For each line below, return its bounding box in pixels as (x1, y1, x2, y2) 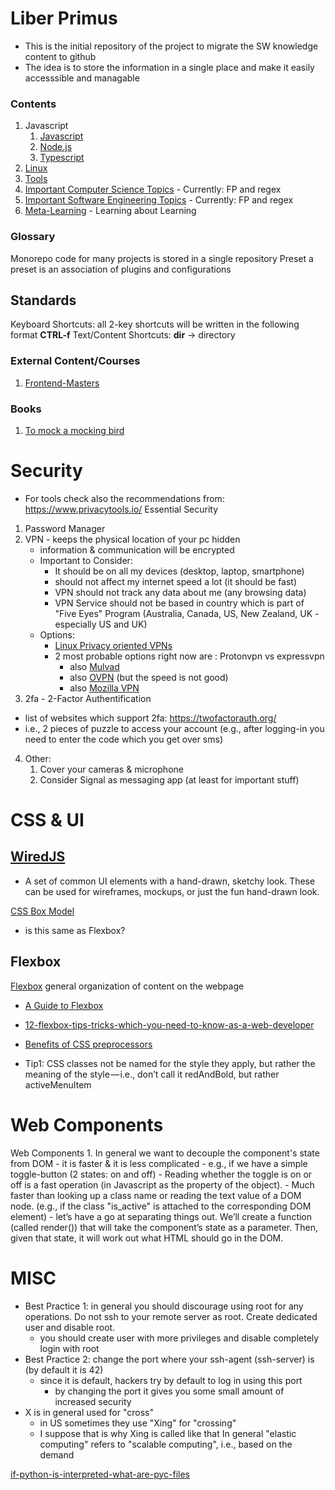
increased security (54, 1395, 132, 1407)
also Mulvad (69, 660, 120, 672)
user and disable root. (24, 1321, 116, 1333)
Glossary (10, 230, 56, 244)
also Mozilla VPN (69, 682, 140, 694)
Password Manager (24, 522, 106, 534)
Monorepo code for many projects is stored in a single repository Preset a (10, 252, 314, 264)
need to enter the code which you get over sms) (24, 733, 223, 745)
